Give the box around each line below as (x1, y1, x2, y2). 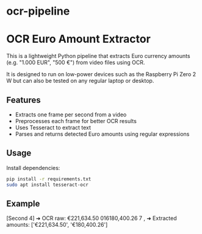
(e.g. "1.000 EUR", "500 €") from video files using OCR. (6, 59, 145, 66)
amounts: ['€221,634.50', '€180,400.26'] (6, 221, 108, 229)
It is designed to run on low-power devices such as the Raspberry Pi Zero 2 (6, 71, 197, 78)
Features (6, 94, 41, 105)
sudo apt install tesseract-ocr (6, 182, 88, 188)
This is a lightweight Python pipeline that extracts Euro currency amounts (6, 52, 190, 60)
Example (6, 198, 40, 208)
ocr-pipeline (6, 4, 70, 18)
